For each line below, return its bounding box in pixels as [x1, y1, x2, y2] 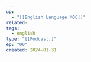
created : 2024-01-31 [6, 47, 57, 53]
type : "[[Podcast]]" [6, 36, 57, 42]
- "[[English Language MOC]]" [11, 14, 86, 20]
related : [6, 19, 28, 25]
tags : [6, 25, 19, 31]
